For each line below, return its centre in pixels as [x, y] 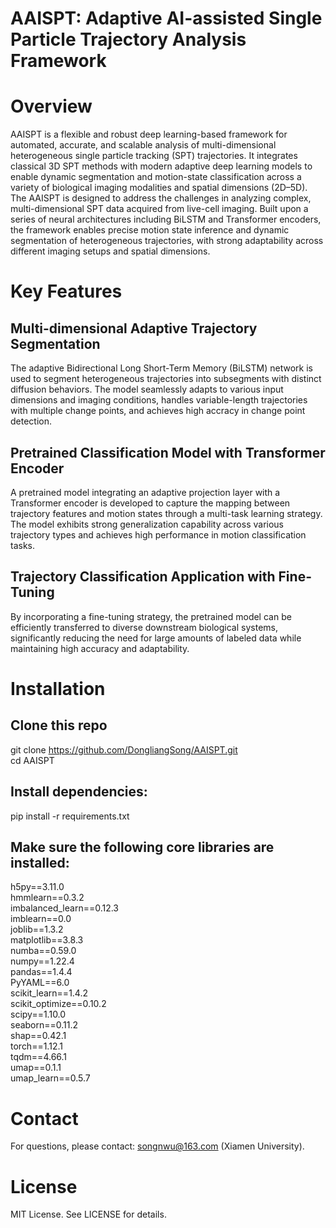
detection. [31, 421]
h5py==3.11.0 [37, 887]
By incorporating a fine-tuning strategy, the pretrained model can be [151, 616]
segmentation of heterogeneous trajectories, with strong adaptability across [167, 241]
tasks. [23, 545]
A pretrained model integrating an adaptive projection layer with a [145, 492]
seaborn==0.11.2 [44, 1025]
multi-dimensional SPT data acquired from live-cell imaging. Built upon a [159, 209]
